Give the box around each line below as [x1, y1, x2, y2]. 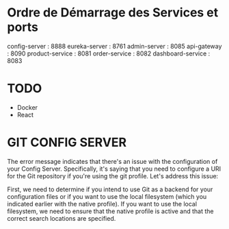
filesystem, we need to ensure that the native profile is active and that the [7, 207, 214, 215]
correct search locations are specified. [7, 214, 116, 222]
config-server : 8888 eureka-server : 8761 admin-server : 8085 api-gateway [7, 42, 222, 50]
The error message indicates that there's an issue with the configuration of [7, 157, 218, 165]
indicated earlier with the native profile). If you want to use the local [7, 200, 197, 208]
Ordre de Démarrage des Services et [7, 5, 219, 21]
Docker [16, 103, 38, 111]
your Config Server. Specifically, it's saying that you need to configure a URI [7, 165, 221, 173]
